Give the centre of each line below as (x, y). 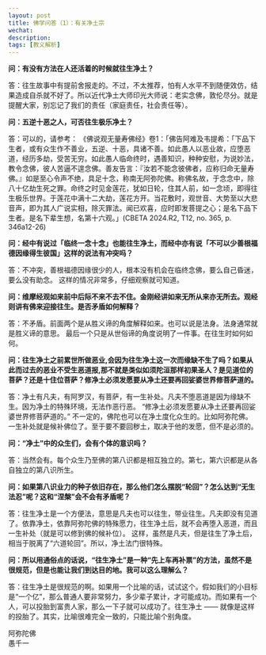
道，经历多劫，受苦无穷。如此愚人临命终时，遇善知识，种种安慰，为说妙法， (133, 158)
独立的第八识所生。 (46, 470)
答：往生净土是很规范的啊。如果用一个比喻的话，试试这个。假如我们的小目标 (133, 587)
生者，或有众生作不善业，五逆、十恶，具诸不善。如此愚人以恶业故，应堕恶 (129, 149)
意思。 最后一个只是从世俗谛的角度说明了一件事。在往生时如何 (144, 333)
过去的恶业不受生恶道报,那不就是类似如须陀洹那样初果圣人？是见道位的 (137, 370)
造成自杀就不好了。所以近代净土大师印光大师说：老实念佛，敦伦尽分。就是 (136, 95)
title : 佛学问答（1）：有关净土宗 (57, 23)
